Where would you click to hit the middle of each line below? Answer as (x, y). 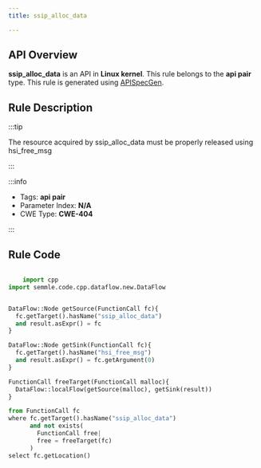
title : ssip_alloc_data (48, 16)
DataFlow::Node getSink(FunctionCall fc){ (80, 345)
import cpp (41, 280)
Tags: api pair (43, 197)
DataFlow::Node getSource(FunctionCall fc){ (83, 309)
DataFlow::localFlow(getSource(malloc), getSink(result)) (114, 389)
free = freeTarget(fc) (75, 440)
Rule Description (51, 107)
